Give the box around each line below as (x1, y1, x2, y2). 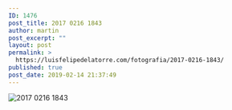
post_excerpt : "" (8, 33, 67, 42)
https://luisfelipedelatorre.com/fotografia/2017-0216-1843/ (15, 57, 225, 65)
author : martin (8, 26, 59, 34)
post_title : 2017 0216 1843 (8, 19, 103, 27)
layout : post (8, 41, 52, 49)
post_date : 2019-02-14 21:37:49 (8, 71, 116, 79)
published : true (8, 64, 63, 72)
